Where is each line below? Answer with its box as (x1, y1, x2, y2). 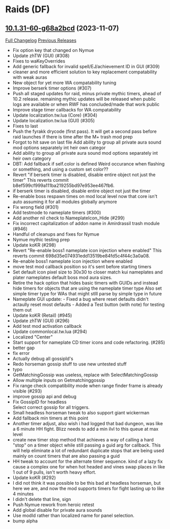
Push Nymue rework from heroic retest (12, 502, 95, 508)
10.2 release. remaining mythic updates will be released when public (12, 96, 156, 102)
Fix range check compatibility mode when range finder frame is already (12, 383, 163, 388)
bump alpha (12, 518, 38, 524)
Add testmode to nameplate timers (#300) (12, 210, 101, 215)
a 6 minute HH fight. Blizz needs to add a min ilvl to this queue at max (12, 426, 159, 432)
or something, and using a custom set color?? (12, 166, 108, 172)
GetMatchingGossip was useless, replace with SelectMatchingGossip (12, 372, 158, 378)
